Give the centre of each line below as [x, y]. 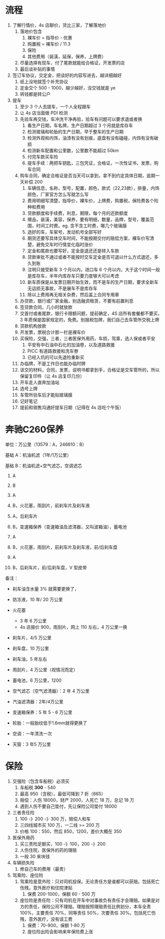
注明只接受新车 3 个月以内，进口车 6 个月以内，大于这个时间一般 [94, 269]
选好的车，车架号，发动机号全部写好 [65, 232]
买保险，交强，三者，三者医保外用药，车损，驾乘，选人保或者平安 [87, 338]
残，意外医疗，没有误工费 [46, 919]
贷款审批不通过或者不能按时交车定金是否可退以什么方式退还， [91, 257]
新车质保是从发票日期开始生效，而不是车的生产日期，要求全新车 [93, 282]
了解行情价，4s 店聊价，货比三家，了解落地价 [59, 25]
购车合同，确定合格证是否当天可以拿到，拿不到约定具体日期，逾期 [87, 175]
